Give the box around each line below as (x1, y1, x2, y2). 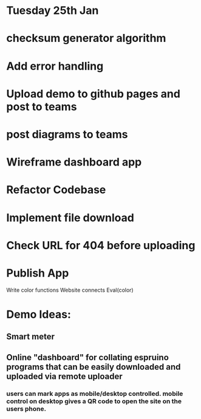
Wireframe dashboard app (6, 155, 142, 169)
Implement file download (6, 210, 135, 224)
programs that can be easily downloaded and (6, 361, 181, 372)
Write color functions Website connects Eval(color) (6, 286, 134, 293)
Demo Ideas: (6, 307, 72, 321)
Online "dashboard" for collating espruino (6, 352, 169, 363)
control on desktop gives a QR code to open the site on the (6, 397, 182, 405)
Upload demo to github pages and (6, 87, 181, 101)
